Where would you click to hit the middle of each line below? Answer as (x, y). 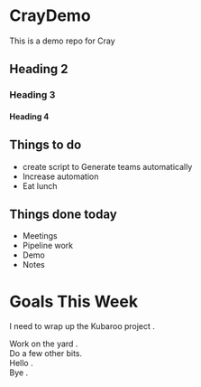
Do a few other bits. (46, 354)
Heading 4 (29, 116)
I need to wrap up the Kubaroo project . (82, 326)
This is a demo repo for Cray (62, 41)
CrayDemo (50, 16)
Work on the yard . (44, 344)
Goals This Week (73, 302)
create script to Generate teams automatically (107, 166)
